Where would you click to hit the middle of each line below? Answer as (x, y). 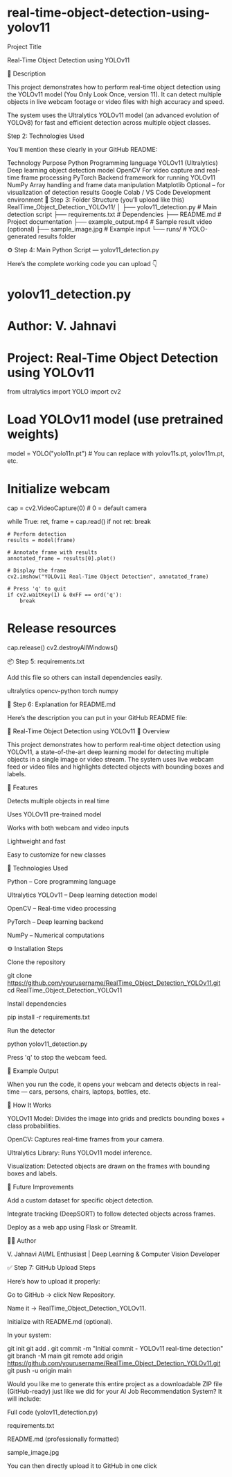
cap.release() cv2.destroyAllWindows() (63, 648)
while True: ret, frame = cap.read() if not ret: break (79, 522)
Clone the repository (36, 962)
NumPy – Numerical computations (56, 935)
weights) (33, 434)
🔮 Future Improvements (41, 1187)
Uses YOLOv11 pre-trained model (54, 814)
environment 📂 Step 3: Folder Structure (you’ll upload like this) (96, 200)
